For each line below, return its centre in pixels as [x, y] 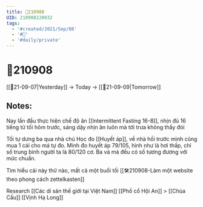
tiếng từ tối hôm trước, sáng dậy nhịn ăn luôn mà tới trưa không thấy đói [95, 127]
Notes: [19, 106]
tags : [13, 23]
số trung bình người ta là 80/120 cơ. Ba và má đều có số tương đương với [97, 152]
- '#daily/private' [36, 40]
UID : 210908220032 [29, 18]
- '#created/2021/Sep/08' [45, 29]
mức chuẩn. [21, 158]
